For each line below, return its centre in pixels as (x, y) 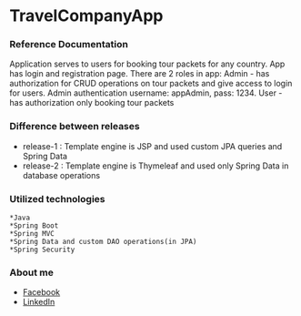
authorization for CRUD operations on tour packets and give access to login (151, 84)
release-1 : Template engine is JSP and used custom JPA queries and (152, 146)
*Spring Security (42, 250)
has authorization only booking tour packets (92, 103)
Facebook (41, 292)
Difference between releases (75, 127)
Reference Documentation (69, 45)
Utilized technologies (57, 199)
